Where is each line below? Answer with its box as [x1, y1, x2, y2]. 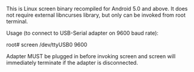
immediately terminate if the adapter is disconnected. [6, 59, 138, 66]
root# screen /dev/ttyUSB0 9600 [6, 41, 88, 48]
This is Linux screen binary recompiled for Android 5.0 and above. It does [6, 5, 188, 12]
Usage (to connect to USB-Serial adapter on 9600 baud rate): [6, 29, 159, 37]
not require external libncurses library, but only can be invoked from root [6, 11, 186, 19]
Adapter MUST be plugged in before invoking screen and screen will [6, 53, 176, 59]
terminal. [6, 18, 28, 25]
